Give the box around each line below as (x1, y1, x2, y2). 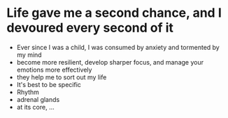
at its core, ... (16, 103, 55, 111)
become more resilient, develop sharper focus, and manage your (16, 58, 204, 66)
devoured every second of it (6, 20, 174, 36)
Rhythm (16, 88, 40, 96)
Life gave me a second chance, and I (6, 5, 222, 21)
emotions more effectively (16, 65, 92, 74)
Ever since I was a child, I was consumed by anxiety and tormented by (16, 43, 220, 51)
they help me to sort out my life (16, 72, 107, 81)
